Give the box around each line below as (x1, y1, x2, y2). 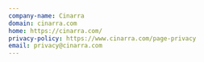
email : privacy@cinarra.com (8, 42, 103, 50)
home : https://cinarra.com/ (8, 27, 103, 35)
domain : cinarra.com (8, 19, 78, 27)
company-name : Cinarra (8, 11, 85, 20)
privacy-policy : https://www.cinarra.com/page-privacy (8, 34, 197, 43)
